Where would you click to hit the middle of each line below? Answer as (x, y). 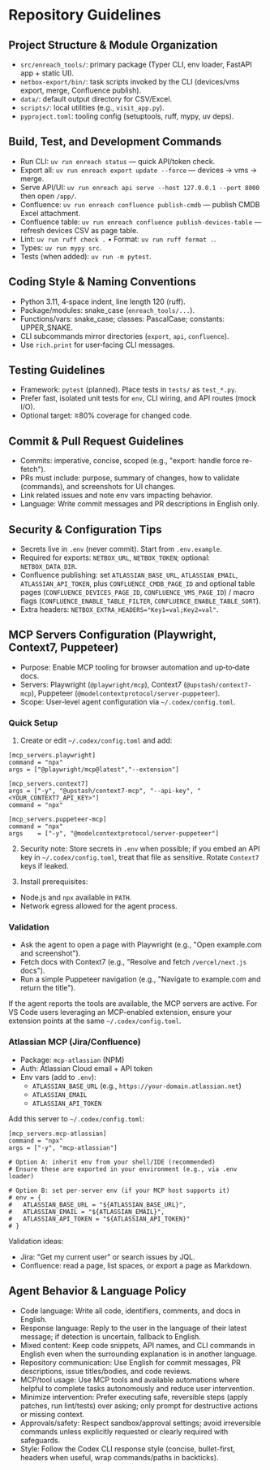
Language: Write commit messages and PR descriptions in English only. (139, 504)
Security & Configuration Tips (85, 529)
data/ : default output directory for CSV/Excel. (96, 99)
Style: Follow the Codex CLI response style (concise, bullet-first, (127, 1449)
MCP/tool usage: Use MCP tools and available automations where (130, 1380)
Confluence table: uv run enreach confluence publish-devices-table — (141, 222)
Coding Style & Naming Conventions (102, 282)
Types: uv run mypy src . (61, 247)
